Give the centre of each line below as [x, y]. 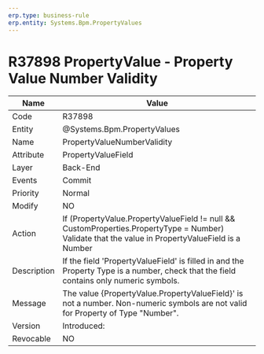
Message [29, 304]
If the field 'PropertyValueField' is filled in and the [153, 261]
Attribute [28, 155]
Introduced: [84, 326]
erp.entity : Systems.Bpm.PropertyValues [75, 23]
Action [24, 234]
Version [26, 326]
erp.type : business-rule [49, 15]
